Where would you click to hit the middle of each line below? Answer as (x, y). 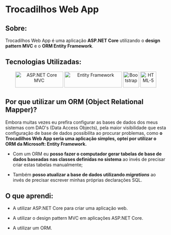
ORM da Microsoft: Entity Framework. (46, 144)
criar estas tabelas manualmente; (48, 165)
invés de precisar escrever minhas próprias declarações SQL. (77, 180)
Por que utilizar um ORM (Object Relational (75, 102)
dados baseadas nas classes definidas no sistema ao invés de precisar (89, 159)
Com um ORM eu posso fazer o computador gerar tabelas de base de (87, 154)
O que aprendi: (29, 196)
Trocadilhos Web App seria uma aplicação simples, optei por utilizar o (81, 138)
